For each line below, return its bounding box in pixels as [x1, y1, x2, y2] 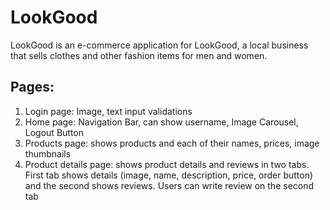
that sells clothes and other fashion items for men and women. [10, 49, 268, 61]
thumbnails [24, 147, 72, 160]
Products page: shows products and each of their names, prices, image [24, 137, 320, 149]
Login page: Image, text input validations [24, 105, 193, 117]
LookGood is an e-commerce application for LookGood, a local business [10, 39, 309, 51]
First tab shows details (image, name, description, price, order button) [24, 169, 314, 181]
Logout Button [24, 126, 85, 138]
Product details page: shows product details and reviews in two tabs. [24, 158, 310, 170]
